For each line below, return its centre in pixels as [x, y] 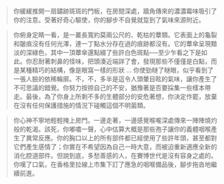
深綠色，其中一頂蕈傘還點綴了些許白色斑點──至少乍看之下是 [113, 53]
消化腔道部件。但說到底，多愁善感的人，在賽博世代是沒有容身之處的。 [115, 155]
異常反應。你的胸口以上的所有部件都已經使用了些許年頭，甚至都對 [122, 138]
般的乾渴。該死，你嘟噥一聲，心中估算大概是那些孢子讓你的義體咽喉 [112, 129]
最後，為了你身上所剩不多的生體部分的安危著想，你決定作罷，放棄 [122, 97]
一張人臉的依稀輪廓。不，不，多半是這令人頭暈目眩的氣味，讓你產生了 [115, 79]
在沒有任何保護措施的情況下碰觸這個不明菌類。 [81, 105]
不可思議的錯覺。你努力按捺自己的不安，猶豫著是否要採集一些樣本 [109, 88]
